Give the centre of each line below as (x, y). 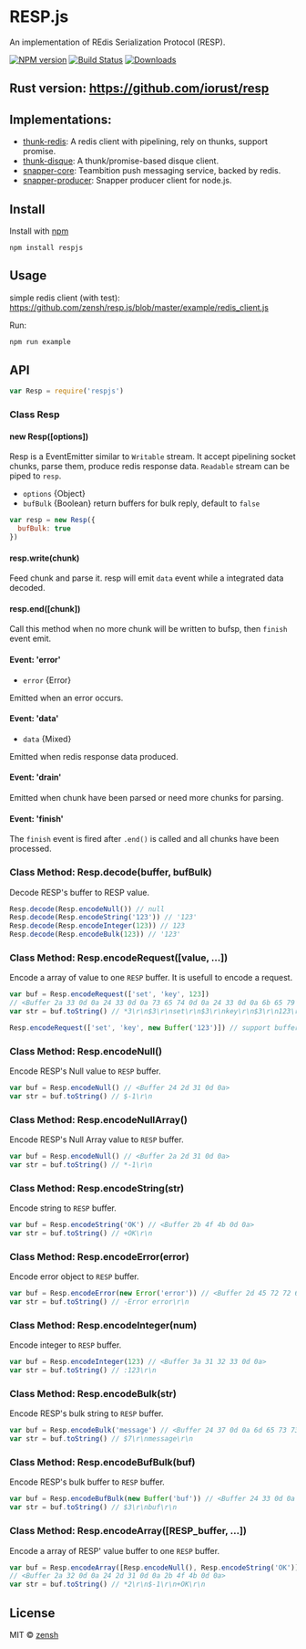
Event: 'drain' (36, 777)
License (32, 1613)
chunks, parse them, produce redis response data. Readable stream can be (149, 467)
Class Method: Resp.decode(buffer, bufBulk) (111, 872)
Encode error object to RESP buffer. (74, 1276)
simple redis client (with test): (65, 298)
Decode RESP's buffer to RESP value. (80, 892)
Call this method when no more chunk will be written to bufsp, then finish (149, 629)
